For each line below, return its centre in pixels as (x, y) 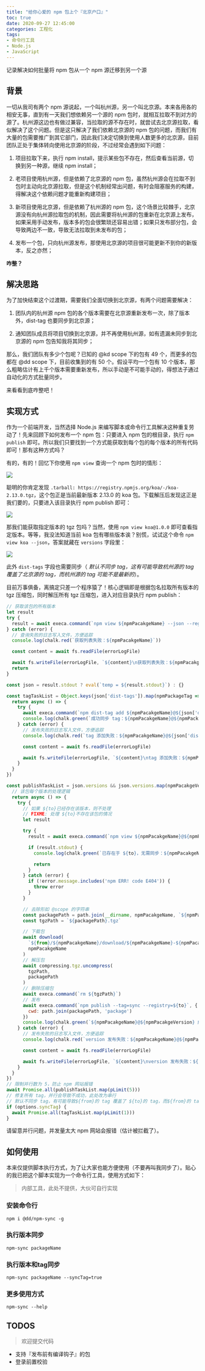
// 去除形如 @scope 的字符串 (56, 909)
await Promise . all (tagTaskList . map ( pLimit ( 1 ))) (74, 1112)
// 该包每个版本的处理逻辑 (41, 791)
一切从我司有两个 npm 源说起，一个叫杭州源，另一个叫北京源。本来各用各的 (102, 107)
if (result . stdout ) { (56, 847)
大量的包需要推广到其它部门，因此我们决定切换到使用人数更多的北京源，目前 (103, 137)
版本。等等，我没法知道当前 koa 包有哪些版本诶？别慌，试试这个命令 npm (103, 535)
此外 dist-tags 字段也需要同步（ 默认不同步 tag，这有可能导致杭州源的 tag (100, 567)
